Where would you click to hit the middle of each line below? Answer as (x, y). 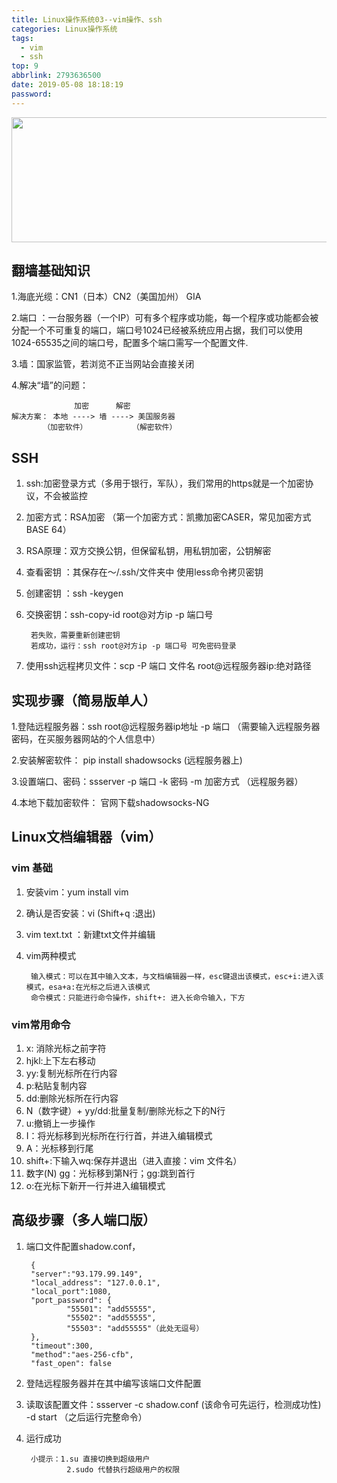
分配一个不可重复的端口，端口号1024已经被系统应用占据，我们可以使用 (157, 330)
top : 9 (25, 66)
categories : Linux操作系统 (64, 29)
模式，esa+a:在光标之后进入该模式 (88, 987)
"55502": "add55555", (111, 1317)
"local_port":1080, (71, 1291)
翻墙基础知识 (51, 271)
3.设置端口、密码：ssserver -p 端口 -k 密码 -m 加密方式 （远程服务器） (157, 782)
